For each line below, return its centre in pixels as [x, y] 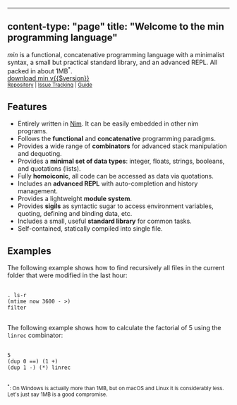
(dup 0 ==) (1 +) [33, 362]
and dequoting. [39, 154]
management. [38, 191]
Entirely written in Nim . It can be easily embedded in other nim [108, 123]
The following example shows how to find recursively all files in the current [116, 268]
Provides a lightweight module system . [75, 199]
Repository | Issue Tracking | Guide [50, 85]
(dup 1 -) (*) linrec [39, 368]
